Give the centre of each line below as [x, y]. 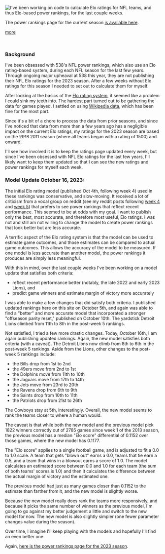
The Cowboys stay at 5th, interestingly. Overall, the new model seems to [79, 410]
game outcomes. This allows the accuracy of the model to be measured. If [81, 247]
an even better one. [25, 536]
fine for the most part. [27, 112]
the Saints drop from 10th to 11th [45, 395]
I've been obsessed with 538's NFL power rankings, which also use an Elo [81, 65]
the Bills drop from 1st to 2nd [41, 363]
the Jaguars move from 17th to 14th [48, 379]
